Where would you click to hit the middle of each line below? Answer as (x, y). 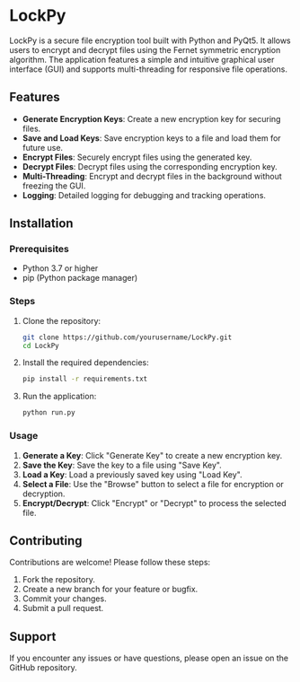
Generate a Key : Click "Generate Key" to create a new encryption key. (152, 455)
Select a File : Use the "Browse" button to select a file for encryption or (153, 484)
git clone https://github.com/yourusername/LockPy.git (127, 337)
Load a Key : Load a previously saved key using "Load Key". (132, 474)
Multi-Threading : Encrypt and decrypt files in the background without (152, 176)
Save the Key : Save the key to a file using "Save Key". (122, 465)
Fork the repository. (59, 580)
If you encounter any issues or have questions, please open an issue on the (149, 658)
